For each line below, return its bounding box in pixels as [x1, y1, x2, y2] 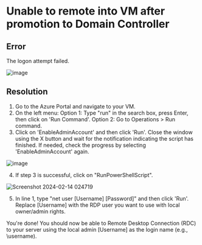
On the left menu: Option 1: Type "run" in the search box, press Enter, [15, 109, 189, 116]
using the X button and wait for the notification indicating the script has [15, 135, 193, 142]
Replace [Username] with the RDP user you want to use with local [15, 201, 180, 209]
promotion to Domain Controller [6, 17, 170, 31]
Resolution [6, 87, 48, 97]
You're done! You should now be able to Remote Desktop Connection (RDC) [6, 220, 197, 227]
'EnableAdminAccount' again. [15, 147, 89, 155]
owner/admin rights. [15, 207, 66, 215]
